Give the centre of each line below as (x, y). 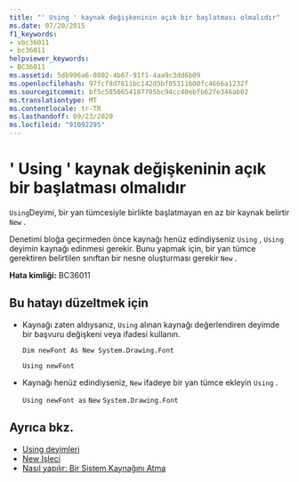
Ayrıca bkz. (41, 428)
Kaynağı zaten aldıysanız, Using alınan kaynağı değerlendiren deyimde (151, 325)
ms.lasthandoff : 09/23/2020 (61, 116)
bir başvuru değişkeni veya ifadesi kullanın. (101, 333)
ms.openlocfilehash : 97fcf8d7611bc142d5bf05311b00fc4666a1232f (129, 84)
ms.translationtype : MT (53, 100)
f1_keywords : (33, 34)
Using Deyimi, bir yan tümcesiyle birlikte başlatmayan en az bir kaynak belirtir (149, 212)
